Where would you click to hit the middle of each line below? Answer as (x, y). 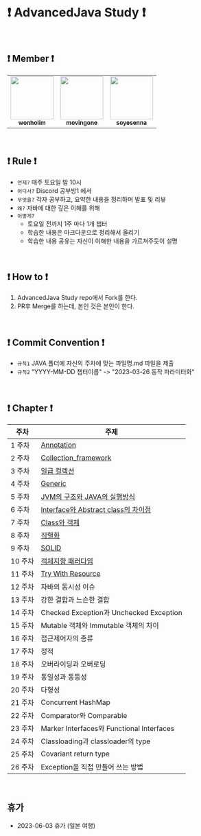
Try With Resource (71, 573)
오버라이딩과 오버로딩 (73, 664)
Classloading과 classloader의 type (96, 741)
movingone (82, 123)
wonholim (32, 123)
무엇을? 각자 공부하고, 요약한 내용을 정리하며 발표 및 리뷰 (91, 199)
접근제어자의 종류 (67, 638)
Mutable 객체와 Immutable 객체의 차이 (100, 626)
